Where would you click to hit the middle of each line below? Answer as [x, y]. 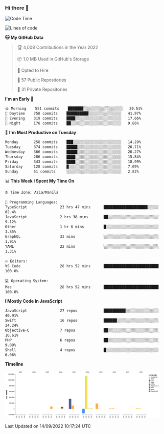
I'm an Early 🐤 [19, 99]
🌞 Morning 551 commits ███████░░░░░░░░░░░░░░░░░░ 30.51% [74, 109]
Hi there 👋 [17, 8]
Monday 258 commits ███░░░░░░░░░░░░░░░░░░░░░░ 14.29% [73, 142]
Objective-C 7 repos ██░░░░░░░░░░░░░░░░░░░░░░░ [82, 331]
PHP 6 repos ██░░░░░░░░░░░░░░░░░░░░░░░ [82, 340]
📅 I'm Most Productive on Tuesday [41, 133]
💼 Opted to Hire [33, 70]
